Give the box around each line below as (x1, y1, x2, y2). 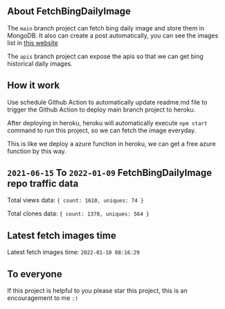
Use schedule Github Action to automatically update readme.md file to (7, 98, 208, 106)
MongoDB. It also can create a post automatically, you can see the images (7, 31, 219, 39)
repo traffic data (7, 178, 79, 190)
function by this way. (7, 147, 67, 155)
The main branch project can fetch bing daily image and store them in (7, 24, 204, 32)
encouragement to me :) (7, 294, 78, 302)
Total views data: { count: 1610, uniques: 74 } (7, 196, 144, 204)
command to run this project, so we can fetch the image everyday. (7, 126, 197, 134)
